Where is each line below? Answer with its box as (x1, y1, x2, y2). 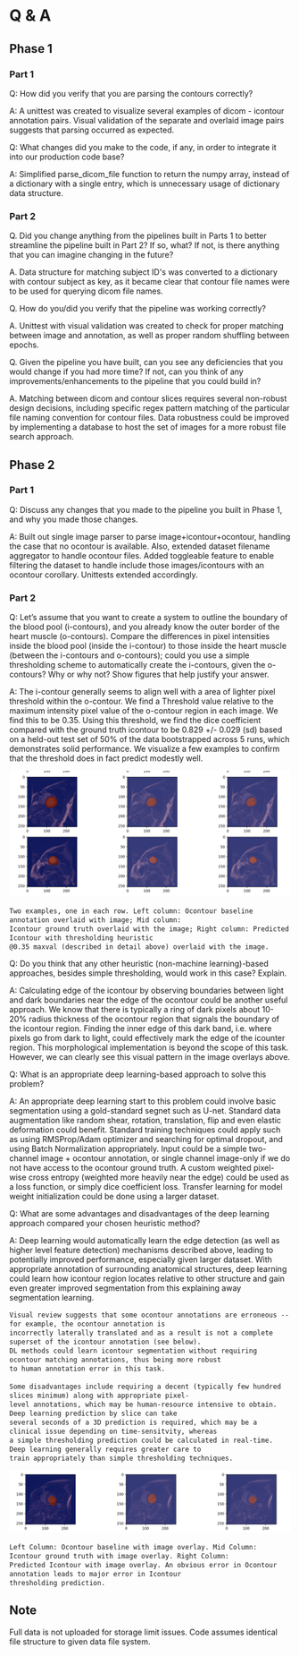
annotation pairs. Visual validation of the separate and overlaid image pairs (9, 115, 285, 125)
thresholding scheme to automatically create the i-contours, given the (9, 660, 266, 670)
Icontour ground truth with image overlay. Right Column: (9, 1551, 229, 1560)
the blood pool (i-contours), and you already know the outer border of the (9, 621, 280, 632)
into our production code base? (9, 151, 125, 162)
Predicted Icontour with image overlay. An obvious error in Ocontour (9, 1560, 278, 1569)
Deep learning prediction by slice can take (9, 1409, 178, 1418)
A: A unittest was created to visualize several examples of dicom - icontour (9, 105, 285, 116)
